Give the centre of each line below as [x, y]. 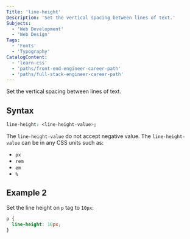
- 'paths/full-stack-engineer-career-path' [68, 74]
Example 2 [26, 193]
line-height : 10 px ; [37, 224]
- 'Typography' [31, 52]
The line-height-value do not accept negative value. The [79, 136]
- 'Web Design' [31, 35]
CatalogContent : [27, 57]
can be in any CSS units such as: [62, 142]
